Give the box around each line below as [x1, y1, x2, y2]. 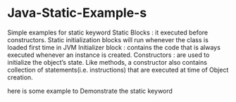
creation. [7, 72, 33, 82]
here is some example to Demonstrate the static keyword [7, 87, 173, 95]
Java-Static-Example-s [7, 5, 147, 21]
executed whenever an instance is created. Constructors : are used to [7, 51, 210, 59]
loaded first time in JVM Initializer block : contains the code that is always [7, 43, 221, 51]
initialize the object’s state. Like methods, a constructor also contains [7, 58, 208, 66]
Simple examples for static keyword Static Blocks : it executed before [7, 28, 209, 37]
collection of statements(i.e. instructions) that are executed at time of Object [7, 65, 229, 74]
